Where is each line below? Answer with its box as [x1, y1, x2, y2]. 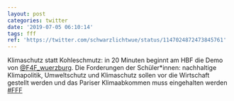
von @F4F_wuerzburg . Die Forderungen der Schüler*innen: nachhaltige [7, 64, 217, 72]
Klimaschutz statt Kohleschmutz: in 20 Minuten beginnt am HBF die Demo [7, 56, 223, 64]
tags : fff [7, 30, 37, 37]
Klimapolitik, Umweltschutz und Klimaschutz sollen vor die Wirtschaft [7, 71, 210, 80]
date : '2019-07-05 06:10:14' [7, 23, 94, 30]
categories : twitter [7, 17, 69, 24]
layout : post [7, 10, 46, 18]
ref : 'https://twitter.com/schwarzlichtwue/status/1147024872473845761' [7, 37, 227, 44]
